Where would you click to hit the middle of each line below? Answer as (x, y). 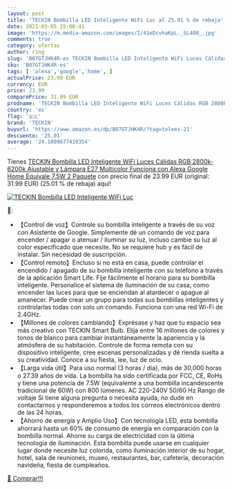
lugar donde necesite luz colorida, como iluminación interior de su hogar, (121, 450)
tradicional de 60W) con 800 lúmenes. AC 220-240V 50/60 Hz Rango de (121, 390)
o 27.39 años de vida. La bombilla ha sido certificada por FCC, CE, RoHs (120, 376)
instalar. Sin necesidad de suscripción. (72, 255)
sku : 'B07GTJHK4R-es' (38, 65)
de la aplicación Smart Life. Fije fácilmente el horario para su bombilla (116, 278)
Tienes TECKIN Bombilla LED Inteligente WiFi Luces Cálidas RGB (99, 162)
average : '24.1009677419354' (49, 142)
